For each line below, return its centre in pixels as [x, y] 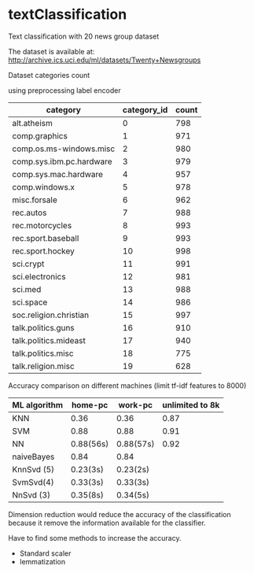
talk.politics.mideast [49, 340]
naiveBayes [33, 457]
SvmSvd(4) [33, 482]
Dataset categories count [49, 75]
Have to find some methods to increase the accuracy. [95, 538]
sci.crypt [28, 264]
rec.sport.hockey [43, 251]
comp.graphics [40, 135]
